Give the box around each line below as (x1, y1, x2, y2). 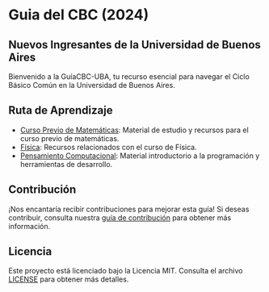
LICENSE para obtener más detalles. (8, 274, 129, 284)
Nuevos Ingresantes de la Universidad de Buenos (8, 38, 261, 52)
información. (8, 221, 51, 231)
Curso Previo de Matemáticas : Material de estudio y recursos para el (19, 125, 249, 135)
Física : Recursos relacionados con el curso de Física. (19, 142, 197, 152)
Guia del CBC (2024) (8, 6, 149, 24)
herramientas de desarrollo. (19, 159, 113, 169)
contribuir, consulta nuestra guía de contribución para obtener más (8, 212, 232, 223)
